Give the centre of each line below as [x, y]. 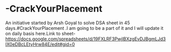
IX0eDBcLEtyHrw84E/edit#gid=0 [40, 44]
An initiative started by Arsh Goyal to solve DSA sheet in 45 [68, 23]
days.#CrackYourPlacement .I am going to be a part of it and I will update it [84, 28]
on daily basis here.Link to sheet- [40, 33]
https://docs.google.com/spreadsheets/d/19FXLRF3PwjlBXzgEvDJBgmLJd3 [85, 39]
